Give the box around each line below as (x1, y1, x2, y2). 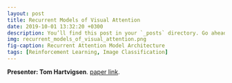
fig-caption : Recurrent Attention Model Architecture (7, 42, 166, 49)
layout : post (7, 10, 45, 17)
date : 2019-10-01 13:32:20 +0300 (7, 23, 104, 30)
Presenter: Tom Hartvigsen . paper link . (7, 67, 120, 76)
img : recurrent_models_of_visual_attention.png (7, 36, 147, 43)
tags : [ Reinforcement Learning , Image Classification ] (7, 49, 168, 56)
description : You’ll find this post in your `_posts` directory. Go (7, 29, 209, 37)
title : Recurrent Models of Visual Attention (7, 17, 140, 24)
